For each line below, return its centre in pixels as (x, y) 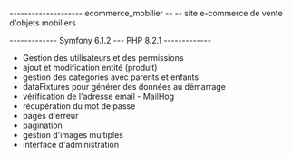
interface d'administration (71, 145)
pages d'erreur (50, 116)
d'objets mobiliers (43, 23)
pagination (43, 125)
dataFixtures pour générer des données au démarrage (124, 87)
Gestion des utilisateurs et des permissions (103, 58)
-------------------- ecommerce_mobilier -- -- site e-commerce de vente (146, 13)
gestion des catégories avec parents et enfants (111, 77)
